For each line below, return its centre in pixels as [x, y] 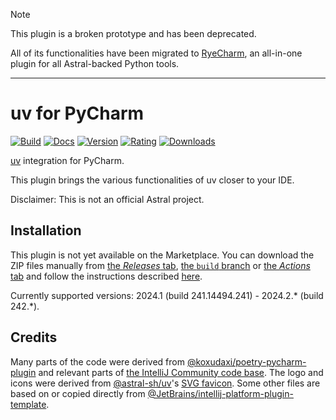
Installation [46, 230]
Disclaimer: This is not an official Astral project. [107, 199]
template [28, 404]
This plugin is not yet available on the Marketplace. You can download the [162, 255]
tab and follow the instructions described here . [106, 276]
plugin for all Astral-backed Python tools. [95, 63]
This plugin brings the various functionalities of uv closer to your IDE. [152, 180]
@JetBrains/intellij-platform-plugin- [220, 393]
